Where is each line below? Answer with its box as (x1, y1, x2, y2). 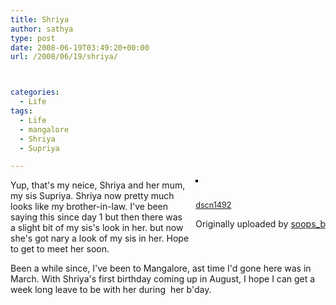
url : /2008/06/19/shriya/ (10, 52, 118, 62)
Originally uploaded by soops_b (195, 218, 326, 230)
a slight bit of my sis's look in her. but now (10, 222, 184, 234)
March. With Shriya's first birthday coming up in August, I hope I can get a (10, 273, 316, 285)
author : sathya (10, 24, 74, 34)
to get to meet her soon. (10, 243, 110, 255)
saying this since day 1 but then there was (10, 211, 183, 223)
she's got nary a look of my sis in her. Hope (10, 232, 190, 245)
